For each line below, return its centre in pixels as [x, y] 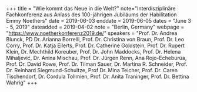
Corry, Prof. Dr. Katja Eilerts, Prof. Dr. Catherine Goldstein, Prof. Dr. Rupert [96, 45]
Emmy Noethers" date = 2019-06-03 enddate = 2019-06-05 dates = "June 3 [98, 21]
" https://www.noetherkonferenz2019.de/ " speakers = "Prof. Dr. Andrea [92, 33]
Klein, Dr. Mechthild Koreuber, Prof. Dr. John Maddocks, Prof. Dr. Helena [94, 52]
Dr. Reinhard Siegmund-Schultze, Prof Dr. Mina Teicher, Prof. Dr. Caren [92, 70]
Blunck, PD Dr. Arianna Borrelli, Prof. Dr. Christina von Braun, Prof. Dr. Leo [95, 39]
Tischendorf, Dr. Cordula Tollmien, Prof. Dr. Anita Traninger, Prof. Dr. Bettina [98, 76]
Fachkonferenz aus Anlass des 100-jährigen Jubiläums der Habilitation [92, 15]
